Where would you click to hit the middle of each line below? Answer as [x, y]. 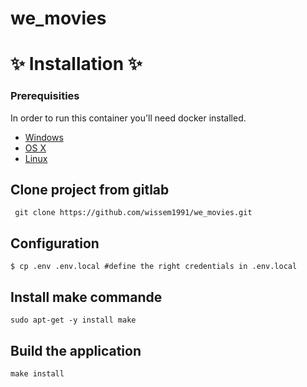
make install [37, 373]
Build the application [76, 350]
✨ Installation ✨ [76, 64]
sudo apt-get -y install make [73, 320]
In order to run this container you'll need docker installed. [128, 118]
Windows [44, 137]
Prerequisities [45, 96]
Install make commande [86, 297]
